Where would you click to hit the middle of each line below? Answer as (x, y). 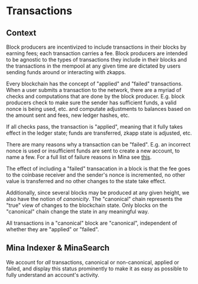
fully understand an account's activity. (53, 275)
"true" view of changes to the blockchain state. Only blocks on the (87, 205)
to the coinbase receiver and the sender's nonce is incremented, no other (96, 175)
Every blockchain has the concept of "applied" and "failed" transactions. (95, 84)
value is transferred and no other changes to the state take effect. (86, 181)
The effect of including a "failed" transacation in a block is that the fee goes (98, 168)
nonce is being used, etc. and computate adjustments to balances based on (98, 109)
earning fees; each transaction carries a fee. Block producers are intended (97, 53)
